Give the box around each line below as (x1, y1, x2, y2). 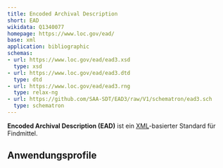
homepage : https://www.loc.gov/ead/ (7, 30, 115, 37)
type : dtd (13, 76, 42, 83)
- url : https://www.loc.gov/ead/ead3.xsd (7, 56, 131, 64)
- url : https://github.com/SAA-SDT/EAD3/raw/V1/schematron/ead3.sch (7, 96, 212, 103)
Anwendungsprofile (7, 150, 97, 162)
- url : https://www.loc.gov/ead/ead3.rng (7, 83, 131, 90)
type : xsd (13, 63, 42, 70)
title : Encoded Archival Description (7, 10, 118, 18)
